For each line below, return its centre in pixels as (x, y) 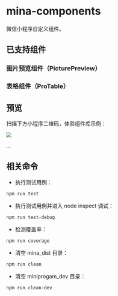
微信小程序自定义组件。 (35, 29)
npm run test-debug (31, 217)
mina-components (54, 11)
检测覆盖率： (31, 229)
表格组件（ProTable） (38, 86)
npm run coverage (28, 241)
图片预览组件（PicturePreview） (54, 69)
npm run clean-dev (29, 288)
